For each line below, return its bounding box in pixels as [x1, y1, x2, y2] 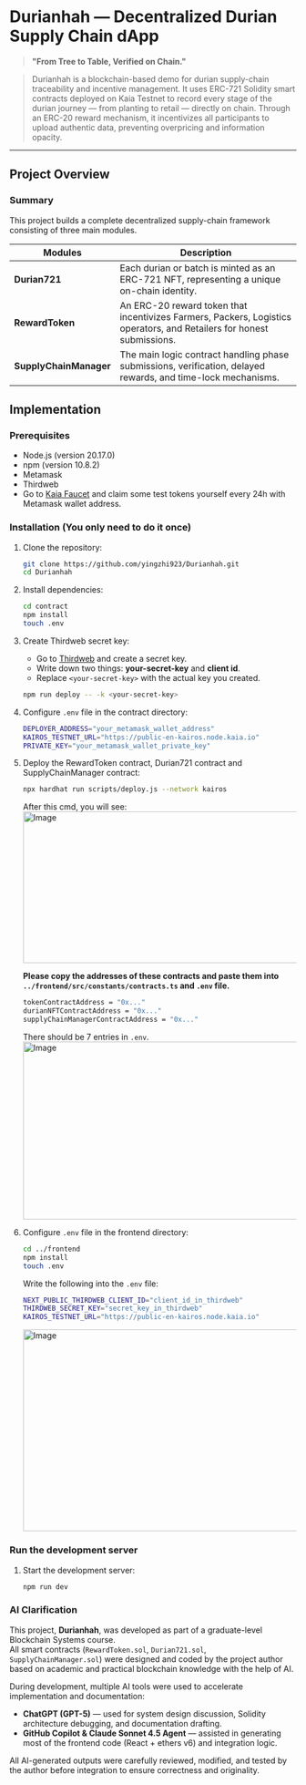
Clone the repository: [22, 542, 103, 552]
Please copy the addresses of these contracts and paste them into [22, 971, 280, 982]
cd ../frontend [22, 1244, 81, 1254]
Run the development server [9, 1543, 138, 1556]
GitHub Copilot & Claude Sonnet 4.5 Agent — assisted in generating [22, 1728, 282, 1739]
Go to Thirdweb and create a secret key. [36, 653, 188, 664]
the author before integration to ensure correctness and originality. [9, 1764, 260, 1775]
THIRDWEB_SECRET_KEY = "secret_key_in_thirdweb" [22, 1304, 203, 1314]
